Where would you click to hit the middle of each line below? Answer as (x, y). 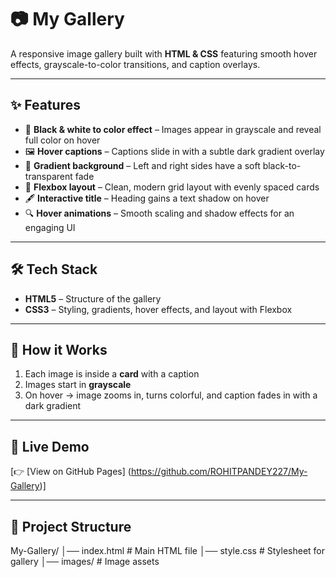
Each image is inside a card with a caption (112, 374)
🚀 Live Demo (50, 446)
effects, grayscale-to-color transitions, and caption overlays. (135, 64)
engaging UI (50, 227)
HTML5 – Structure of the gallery (93, 298)
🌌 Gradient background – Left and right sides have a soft (142, 165)
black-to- (282, 165)
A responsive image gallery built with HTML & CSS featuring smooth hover (164, 53)
